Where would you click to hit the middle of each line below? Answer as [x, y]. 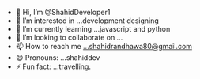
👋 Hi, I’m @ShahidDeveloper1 [63, 12]
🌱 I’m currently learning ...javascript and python [93, 29]
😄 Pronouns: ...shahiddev [58, 58]
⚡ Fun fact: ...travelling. [53, 66]
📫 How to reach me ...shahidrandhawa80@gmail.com [104, 46]
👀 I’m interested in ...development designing [87, 21]
